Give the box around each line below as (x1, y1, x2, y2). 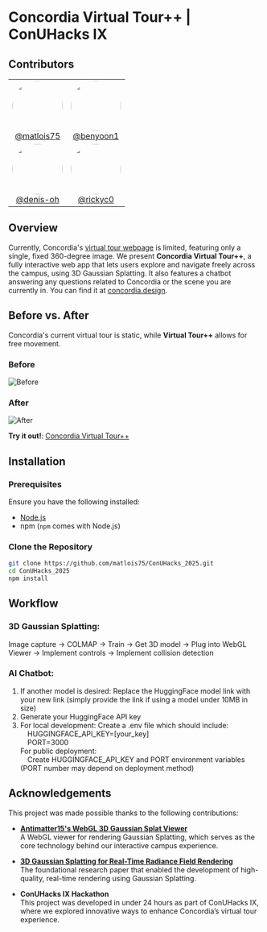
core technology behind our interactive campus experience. (19, 840, 219, 850)
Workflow (8, 597, 59, 611)
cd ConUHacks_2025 (8, 567, 70, 575)
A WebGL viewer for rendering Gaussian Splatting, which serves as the (19, 832, 256, 842)
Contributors (8, 57, 75, 71)
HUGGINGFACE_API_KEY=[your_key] (27, 729, 150, 739)
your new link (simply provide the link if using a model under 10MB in (19, 694, 249, 704)
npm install (8, 574, 48, 582)
